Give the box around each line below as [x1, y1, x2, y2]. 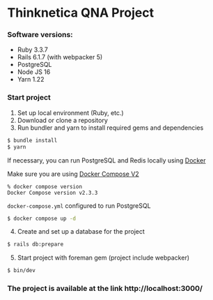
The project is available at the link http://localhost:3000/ [7, 284, 203, 294]
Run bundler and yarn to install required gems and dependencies [17, 123, 204, 132]
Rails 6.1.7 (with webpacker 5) [17, 53, 103, 61]
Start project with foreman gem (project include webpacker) [17, 253, 190, 262]
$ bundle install [7, 137, 58, 144]
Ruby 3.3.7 [17, 45, 49, 54]
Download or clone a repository [17, 116, 108, 124]
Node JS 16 [17, 68, 51, 76]
